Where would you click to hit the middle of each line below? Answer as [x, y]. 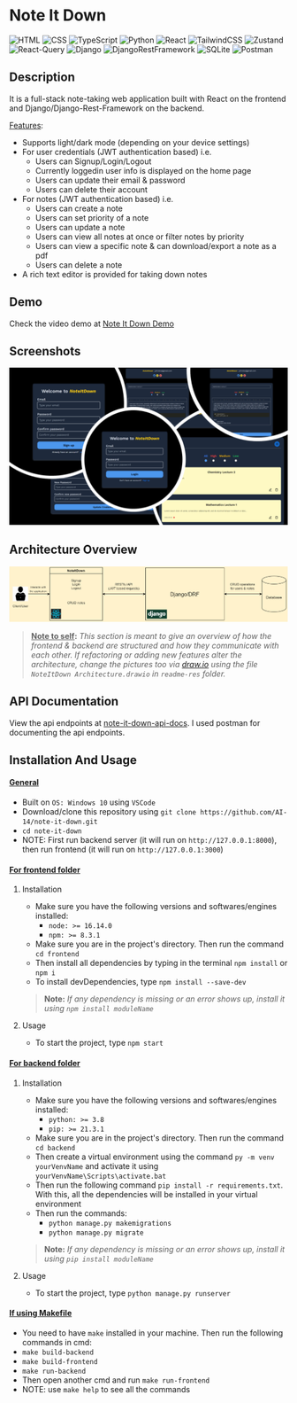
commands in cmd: [57, 1342]
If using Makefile [41, 1313]
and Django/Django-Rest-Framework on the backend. [107, 108]
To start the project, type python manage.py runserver [133, 1293]
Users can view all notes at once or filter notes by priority [140, 237]
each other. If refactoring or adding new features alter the [136, 655]
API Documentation [64, 701]
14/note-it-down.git [60, 822]
